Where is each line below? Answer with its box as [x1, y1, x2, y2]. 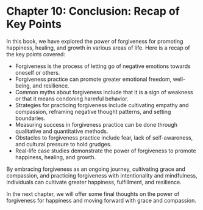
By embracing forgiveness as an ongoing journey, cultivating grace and [6, 165, 186, 173]
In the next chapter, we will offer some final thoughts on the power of [6, 190, 180, 197]
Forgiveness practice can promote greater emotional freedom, [15, 75, 172, 83]
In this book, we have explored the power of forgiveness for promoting [6, 37, 183, 45]
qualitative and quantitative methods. [15, 127, 109, 135]
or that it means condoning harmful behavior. [15, 95, 129, 102]
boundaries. [15, 114, 46, 122]
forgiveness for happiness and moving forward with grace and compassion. [6, 197, 196, 204]
